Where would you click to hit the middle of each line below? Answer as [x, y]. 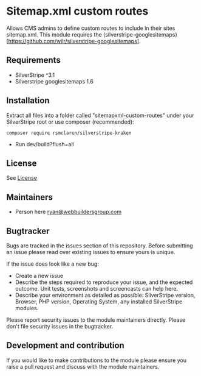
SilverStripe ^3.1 [35, 75]
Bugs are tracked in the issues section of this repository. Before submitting [100, 246]
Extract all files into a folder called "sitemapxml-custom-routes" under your [100, 115]
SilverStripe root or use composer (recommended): [70, 122]
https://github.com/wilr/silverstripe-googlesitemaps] [74, 41]
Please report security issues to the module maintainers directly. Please [96, 320]
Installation [28, 101]
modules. [27, 308]
